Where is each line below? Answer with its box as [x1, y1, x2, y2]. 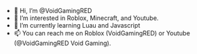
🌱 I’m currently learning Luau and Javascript [13, 21, 141, 29]
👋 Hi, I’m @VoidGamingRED [13, 7, 92, 15]
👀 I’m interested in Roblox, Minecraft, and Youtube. [13, 14, 159, 22]
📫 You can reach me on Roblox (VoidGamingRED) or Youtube [13, 29, 191, 37]
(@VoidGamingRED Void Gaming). [13, 39, 112, 47]
